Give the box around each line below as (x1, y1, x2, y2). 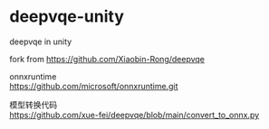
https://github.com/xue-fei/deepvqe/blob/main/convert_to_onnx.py (9, 109, 260, 120)
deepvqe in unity (9, 36, 72, 47)
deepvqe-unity (9, 6, 125, 27)
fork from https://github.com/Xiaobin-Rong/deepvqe (9, 53, 206, 64)
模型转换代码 (9, 99, 57, 110)
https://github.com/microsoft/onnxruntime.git (9, 80, 178, 91)
